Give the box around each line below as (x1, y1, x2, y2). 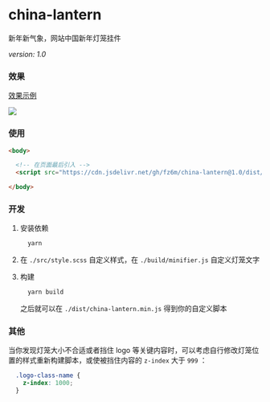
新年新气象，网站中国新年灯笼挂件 (8, 33, 121, 43)
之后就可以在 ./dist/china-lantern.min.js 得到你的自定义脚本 (19, 304, 227, 314)
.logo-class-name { (15, 371, 81, 379)
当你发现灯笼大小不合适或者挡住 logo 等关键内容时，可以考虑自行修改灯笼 (8, 346, 252, 355)
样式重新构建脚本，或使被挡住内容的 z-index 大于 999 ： (22, 355, 207, 365)
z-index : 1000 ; (22, 379, 74, 388)
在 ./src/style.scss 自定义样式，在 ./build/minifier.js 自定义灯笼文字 (19, 255, 260, 265)
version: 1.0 (8, 49, 47, 59)
